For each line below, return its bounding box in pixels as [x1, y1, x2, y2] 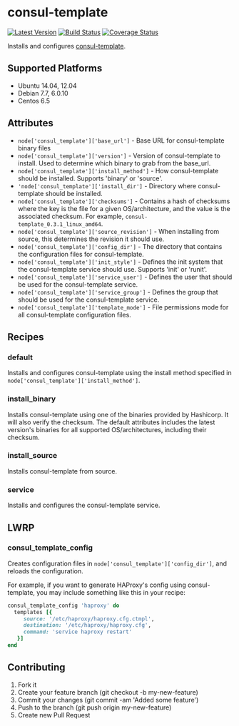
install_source [7, 451, 58, 461]
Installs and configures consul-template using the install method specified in [7, 369, 232, 377]
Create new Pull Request [17, 710, 91, 719]
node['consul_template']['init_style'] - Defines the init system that [17, 257, 223, 266]
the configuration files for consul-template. [17, 250, 144, 258]
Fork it [17, 680, 37, 689]
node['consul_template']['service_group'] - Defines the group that [17, 287, 219, 296]
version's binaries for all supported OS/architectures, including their [7, 425, 207, 434]
